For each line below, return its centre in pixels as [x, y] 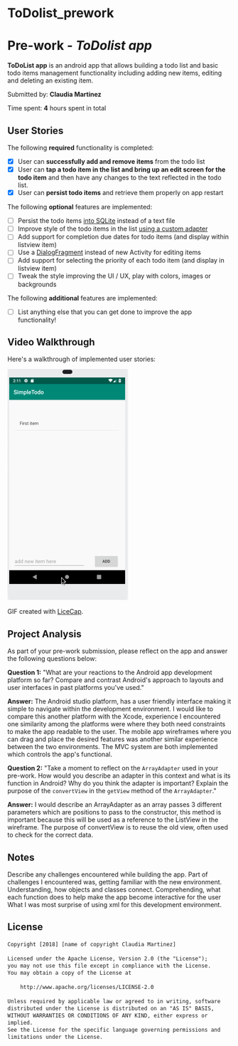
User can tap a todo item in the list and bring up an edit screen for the [121, 169]
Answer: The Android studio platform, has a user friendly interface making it [119, 701]
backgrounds [37, 284]
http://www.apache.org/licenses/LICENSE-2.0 [87, 987]
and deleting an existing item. [50, 80]
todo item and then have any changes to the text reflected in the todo [119, 178]
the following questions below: [52, 659]
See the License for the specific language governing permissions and [114, 1030]
